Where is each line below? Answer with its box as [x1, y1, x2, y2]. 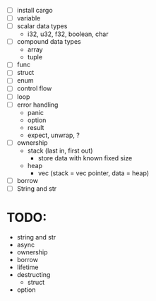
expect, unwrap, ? [27, 131, 80, 139]
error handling [16, 100, 59, 109]
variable [16, 14, 41, 23]
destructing [16, 270, 51, 278]
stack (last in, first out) [27, 146, 93, 155]
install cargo [16, 6, 54, 14]
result [27, 123, 44, 131]
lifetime [16, 263, 39, 271]
